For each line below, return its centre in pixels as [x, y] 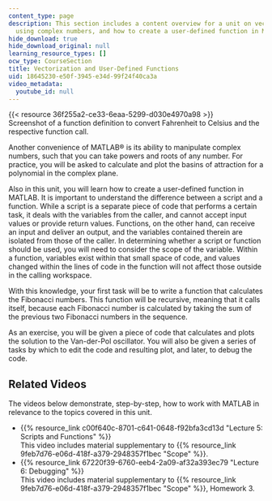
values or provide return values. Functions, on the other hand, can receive [132, 223]
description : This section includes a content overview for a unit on [130, 24]
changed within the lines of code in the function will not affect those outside [135, 267]
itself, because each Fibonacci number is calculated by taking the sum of [130, 309]
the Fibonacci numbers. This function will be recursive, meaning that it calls [134, 300]
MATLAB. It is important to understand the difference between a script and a [136, 198]
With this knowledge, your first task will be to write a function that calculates [136, 291]
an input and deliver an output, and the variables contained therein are [125, 232]
